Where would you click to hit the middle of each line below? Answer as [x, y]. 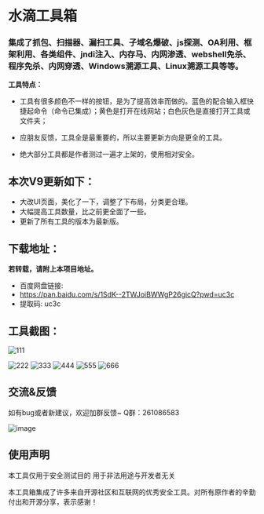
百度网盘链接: [41, 286]
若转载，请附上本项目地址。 [53, 269]
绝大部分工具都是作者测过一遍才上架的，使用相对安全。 [109, 155]
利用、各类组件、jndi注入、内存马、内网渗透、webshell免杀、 [134, 54]
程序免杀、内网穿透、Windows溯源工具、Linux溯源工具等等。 [126, 66]
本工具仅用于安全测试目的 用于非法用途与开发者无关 [92, 475]
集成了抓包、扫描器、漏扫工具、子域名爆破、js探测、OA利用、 [126, 42]
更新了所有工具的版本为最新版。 [71, 221]
